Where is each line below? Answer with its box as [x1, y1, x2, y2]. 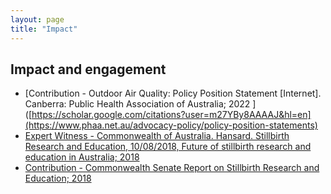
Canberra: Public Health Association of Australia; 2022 [24, 98, 251, 110]
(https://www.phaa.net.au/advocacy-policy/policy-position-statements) [24, 119, 318, 131]
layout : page [10, 14, 65, 25]
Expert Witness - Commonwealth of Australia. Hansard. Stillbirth [24, 130, 290, 142]
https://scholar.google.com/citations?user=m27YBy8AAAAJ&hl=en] [31, 109, 312, 121]
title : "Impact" [10, 24, 78, 34]
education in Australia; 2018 [24, 151, 140, 163]
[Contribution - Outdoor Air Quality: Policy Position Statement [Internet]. [24, 87, 322, 100]
